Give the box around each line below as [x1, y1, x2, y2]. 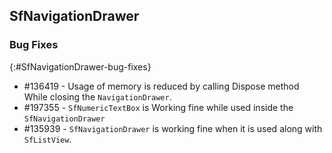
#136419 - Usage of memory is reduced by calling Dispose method [23, 80, 300, 92]
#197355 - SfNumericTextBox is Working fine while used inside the [23, 101, 294, 113]
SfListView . [23, 133, 72, 145]
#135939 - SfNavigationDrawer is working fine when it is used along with [23, 122, 323, 134]
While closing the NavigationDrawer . [23, 90, 172, 103]
